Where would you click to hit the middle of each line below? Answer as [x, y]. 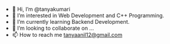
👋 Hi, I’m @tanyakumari [41, 9]
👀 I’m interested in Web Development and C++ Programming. [88, 15]
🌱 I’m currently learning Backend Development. [71, 22]
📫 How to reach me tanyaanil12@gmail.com [67, 35]
